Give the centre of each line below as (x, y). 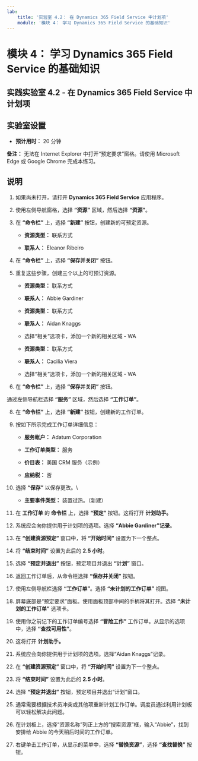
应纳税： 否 (38, 475)
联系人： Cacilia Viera (51, 361)
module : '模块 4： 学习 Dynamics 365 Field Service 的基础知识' (94, 23)
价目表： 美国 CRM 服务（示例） (63, 462)
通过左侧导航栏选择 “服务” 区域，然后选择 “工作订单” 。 (74, 399)
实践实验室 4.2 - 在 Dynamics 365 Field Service (95, 92)
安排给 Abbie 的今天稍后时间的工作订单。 (66, 732)
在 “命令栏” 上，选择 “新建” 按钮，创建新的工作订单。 (81, 412)
